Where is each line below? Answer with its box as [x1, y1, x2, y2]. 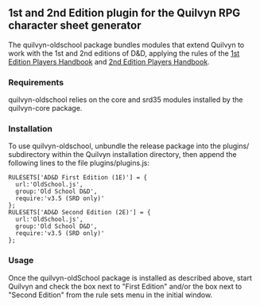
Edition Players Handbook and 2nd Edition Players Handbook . [8, 57, 210, 66]
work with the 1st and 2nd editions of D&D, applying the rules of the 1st [8, 48, 240, 58]
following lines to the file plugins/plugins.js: [8, 159, 149, 168]
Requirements [8, 76, 64, 88]
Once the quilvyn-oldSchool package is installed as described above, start [8, 273, 253, 282]
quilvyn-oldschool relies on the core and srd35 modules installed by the [8, 95, 243, 104]
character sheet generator [8, 19, 142, 33]
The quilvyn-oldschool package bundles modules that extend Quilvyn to [8, 40, 245, 49]
